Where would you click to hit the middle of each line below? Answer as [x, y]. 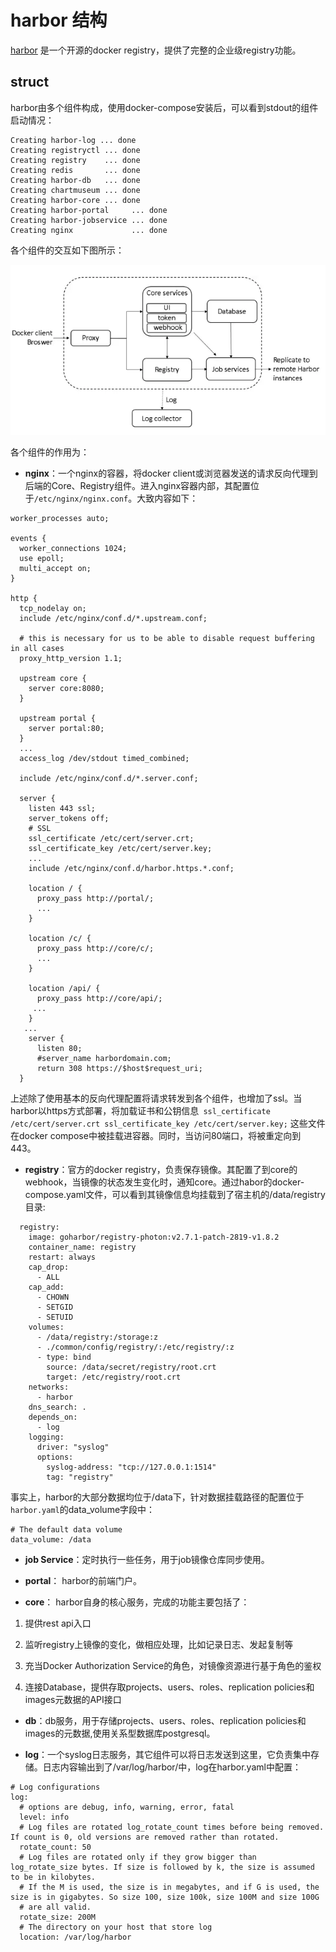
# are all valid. [55, 1907]
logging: [46, 1437]
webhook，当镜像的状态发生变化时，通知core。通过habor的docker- [164, 1182]
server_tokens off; [69, 818]
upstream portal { [58, 718]
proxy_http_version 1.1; [71, 658]
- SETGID [55, 1307]
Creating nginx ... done [89, 230]
